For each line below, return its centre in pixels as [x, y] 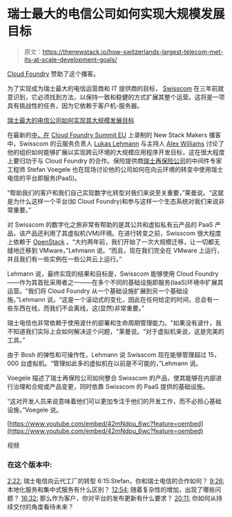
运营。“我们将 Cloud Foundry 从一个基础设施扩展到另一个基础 [95, 291]
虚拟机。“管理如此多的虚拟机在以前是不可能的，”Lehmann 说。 [114, 363]
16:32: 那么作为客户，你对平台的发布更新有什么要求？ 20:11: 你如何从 [118, 498]
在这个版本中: [30, 465]
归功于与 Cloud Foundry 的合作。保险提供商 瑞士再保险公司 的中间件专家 [120, 161]
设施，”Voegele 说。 [35, 409]
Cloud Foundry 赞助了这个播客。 [54, 74]
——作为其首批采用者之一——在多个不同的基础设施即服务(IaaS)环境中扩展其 [115, 282]
